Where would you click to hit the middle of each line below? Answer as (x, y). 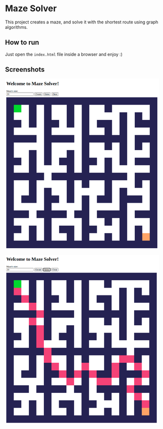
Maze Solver (31, 9)
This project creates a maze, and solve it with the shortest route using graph (82, 22)
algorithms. (16, 27)
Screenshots (25, 69)
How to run (22, 43)
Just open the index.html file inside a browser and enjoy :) (64, 54)
